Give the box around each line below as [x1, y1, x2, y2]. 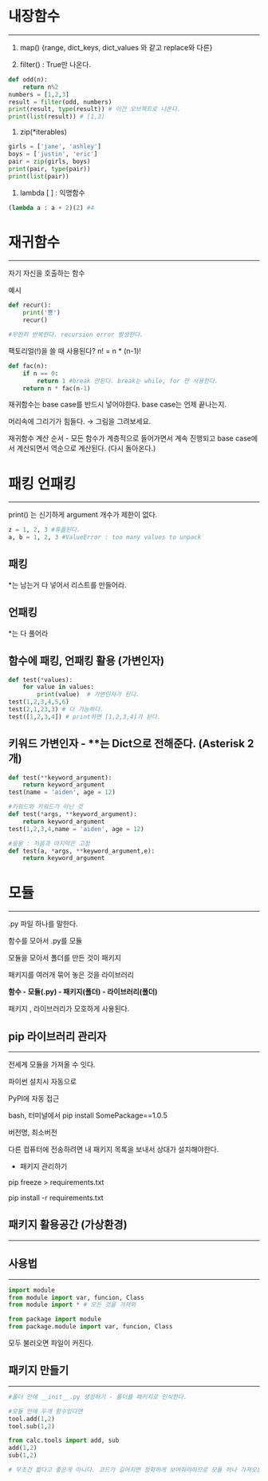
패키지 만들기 [8, 1364, 69, 1377]
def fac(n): [8, 362, 48, 370]
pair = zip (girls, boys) [8, 157, 91, 165]
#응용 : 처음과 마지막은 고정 [8, 839, 90, 847]
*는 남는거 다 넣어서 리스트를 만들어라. [8, 580, 127, 589]
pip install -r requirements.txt [8, 1193, 104, 1202]
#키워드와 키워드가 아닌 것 [8, 803, 83, 811]
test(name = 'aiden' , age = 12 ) [8, 788, 116, 797]
